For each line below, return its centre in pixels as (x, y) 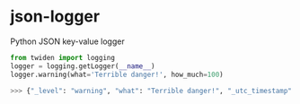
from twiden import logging (63, 57)
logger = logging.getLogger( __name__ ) (83, 66)
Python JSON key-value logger (67, 41)
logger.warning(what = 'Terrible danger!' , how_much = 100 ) (117, 74)
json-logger (55, 17)
